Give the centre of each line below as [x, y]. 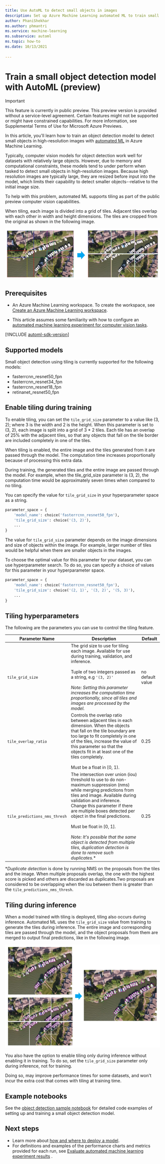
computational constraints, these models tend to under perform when [75, 166]
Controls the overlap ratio [96, 715]
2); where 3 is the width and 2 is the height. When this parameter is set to [79, 424]
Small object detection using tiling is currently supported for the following [79, 362]
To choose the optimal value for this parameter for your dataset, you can [78, 560]
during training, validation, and [102, 656]
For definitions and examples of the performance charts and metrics [81, 1146]
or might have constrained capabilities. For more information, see [71, 121]
